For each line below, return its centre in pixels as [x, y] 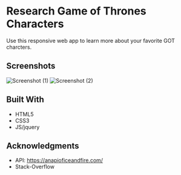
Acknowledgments [43, 146]
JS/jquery [27, 127]
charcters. [19, 47]
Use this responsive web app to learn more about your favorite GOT [91, 40]
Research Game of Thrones [76, 11]
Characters [35, 24]
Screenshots [31, 66]
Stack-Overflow [35, 167]
